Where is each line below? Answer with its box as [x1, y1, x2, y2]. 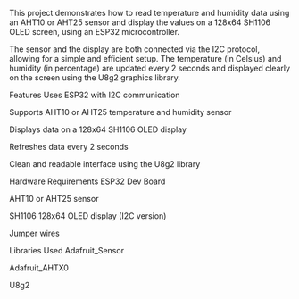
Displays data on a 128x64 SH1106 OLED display [9, 124, 187, 135]
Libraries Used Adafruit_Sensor [9, 245, 125, 255]
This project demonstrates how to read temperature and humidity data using [9, 8, 290, 18]
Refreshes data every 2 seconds [9, 142, 129, 152]
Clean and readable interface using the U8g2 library [9, 159, 201, 169]
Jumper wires [9, 228, 60, 238]
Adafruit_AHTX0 [9, 262, 70, 273]
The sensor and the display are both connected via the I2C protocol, [9, 44, 261, 54]
